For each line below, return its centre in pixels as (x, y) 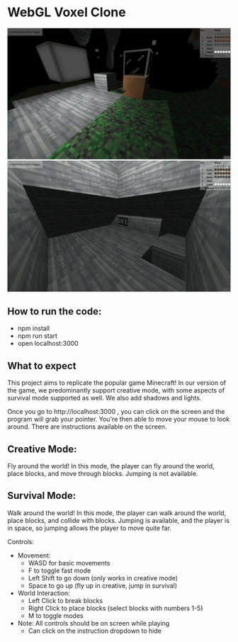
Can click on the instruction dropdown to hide (95, 631)
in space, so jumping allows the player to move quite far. (90, 528)
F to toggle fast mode (59, 570)
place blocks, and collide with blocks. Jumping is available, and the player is (119, 520)
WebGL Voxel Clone (67, 12)
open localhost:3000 (48, 344)
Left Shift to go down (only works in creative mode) (103, 578)
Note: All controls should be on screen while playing (93, 623)
